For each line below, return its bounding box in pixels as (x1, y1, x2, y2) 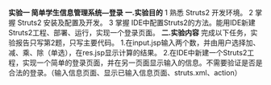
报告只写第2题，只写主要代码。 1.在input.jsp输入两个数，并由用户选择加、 (15, 38, 261, 47)
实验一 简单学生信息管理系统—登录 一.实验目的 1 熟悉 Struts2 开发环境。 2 (8, 8, 254, 17)
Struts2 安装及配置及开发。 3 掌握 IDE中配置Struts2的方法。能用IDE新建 (17, 18, 256, 27)
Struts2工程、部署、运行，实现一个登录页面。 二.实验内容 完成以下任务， (8, 28, 252, 37)
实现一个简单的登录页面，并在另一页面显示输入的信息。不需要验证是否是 (22, 58, 263, 67)
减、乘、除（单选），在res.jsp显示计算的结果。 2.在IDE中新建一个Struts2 (8, 48, 248, 57)
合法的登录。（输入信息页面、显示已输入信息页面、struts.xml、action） (8, 68, 242, 77)
